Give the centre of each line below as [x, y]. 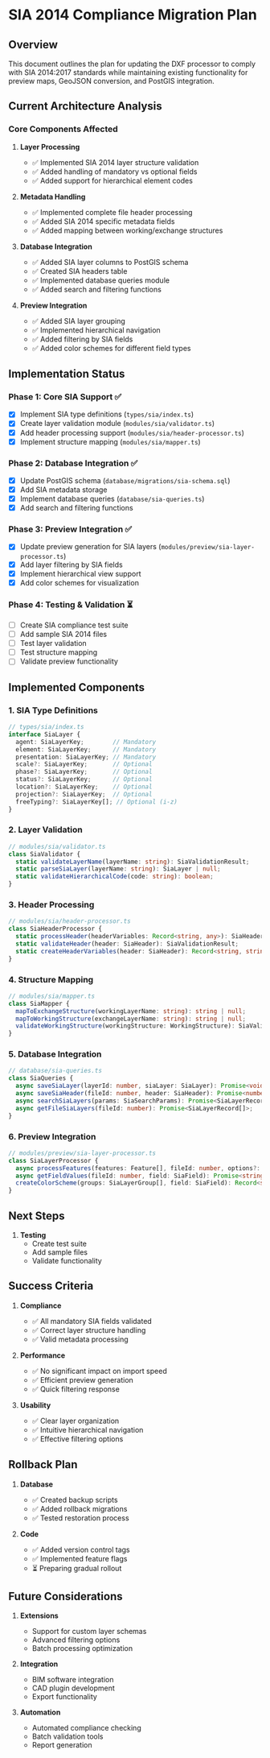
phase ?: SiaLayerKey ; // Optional [84, 772]
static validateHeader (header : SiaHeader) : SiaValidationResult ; [127, 944]
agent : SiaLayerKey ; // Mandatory [86, 742]
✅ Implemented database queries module [101, 280]
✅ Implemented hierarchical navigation [96, 330]
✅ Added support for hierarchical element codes [112, 180]
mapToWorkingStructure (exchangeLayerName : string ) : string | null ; [131, 1019]
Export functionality [65, 1697]
